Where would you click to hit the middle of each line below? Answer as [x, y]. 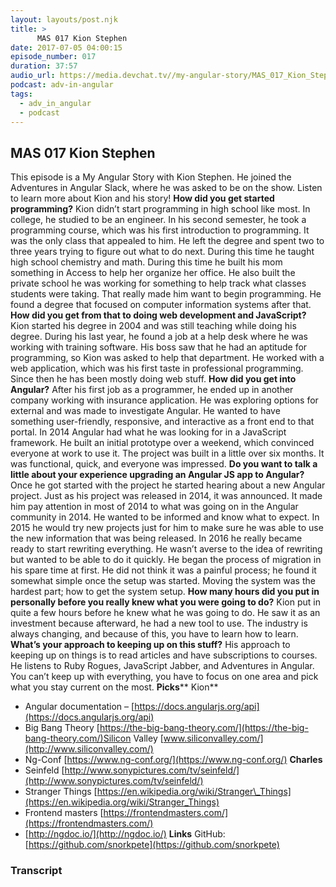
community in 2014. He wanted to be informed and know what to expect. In [165, 517]
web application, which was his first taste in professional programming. [157, 368]
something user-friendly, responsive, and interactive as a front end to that [162, 422]
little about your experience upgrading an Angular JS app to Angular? [157, 475]
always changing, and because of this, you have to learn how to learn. [154, 634]
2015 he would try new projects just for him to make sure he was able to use [167, 528]
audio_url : [33, 76]
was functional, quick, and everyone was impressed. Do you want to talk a [164, 464]
